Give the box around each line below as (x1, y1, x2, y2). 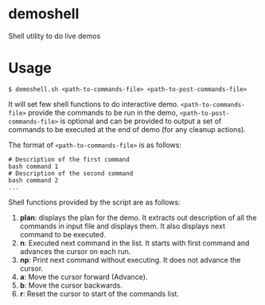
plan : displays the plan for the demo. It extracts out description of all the (19, 213, 257, 222)
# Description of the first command (8, 155, 130, 163)
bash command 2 (8, 176, 59, 184)
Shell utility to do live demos (8, 31, 101, 41)
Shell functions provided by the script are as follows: (8, 197, 181, 207)
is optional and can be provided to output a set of (60, 116, 222, 126)
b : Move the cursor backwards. (19, 280, 123, 290)
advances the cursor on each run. (19, 246, 131, 256)
